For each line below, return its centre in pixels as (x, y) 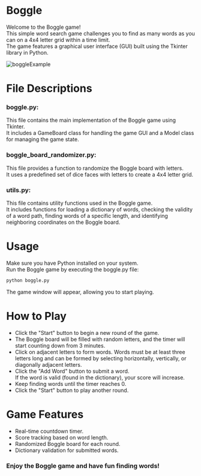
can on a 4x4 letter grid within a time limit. (58, 40)
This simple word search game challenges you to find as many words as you (100, 33)
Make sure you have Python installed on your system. (72, 263)
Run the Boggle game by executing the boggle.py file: (73, 269)
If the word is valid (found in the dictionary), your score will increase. (100, 377)
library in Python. (27, 52)
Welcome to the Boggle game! (43, 27)
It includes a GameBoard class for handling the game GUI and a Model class (100, 133)
